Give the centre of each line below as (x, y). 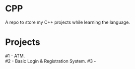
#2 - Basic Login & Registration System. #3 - (51, 61)
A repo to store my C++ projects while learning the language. (67, 22)
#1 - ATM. (15, 56)
